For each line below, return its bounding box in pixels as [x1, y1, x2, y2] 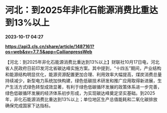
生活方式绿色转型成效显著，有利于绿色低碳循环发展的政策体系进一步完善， [9, 84, 162, 90]
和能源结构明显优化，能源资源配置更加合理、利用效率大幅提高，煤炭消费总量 [5, 71, 162, 77]
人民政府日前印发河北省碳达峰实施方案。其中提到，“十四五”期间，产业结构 [9, 65, 162, 71]
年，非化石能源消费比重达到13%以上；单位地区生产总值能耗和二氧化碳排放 [5, 96, 158, 102]
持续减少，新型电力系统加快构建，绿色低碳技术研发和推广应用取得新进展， [5, 78, 158, 84]
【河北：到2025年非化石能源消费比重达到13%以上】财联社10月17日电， [5, 59, 151, 65]
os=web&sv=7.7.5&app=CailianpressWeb [5, 48, 92, 55]
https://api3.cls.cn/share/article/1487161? [5, 43, 94, 49]
